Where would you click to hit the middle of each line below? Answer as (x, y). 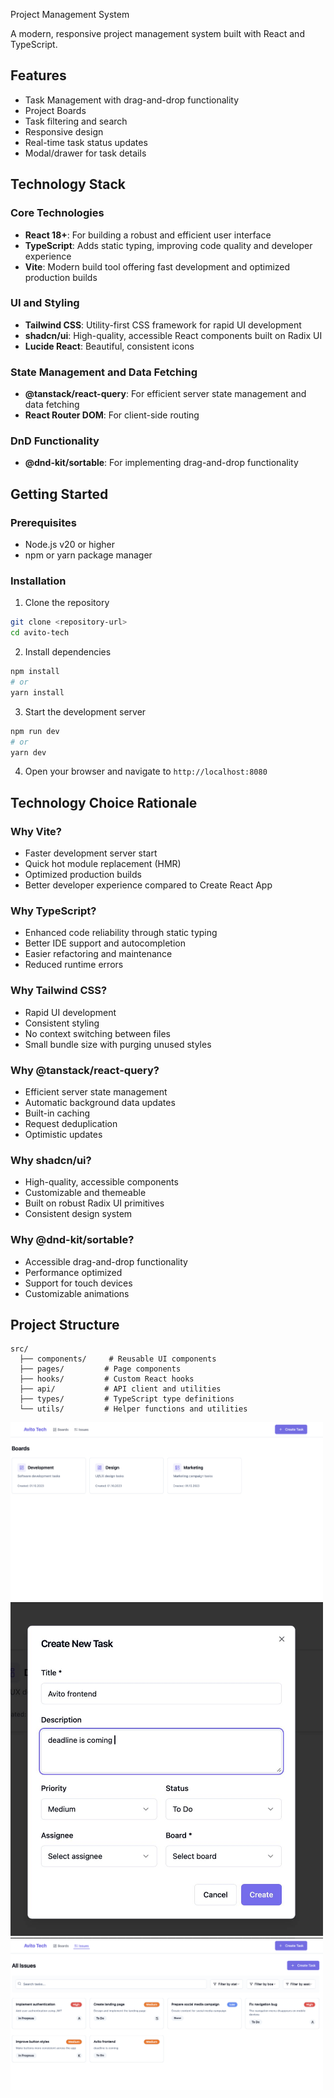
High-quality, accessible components (101, 1182)
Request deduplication (71, 1123)
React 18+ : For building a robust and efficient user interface (148, 235)
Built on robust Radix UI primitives (94, 1203)
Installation (38, 581)
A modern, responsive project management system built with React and (157, 33)
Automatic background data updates (100, 1102)
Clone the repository (67, 603)
